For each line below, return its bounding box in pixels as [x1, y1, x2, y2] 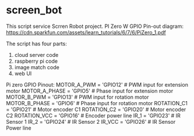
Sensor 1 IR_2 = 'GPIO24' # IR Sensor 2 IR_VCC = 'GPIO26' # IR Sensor [6, 118, 176, 125]
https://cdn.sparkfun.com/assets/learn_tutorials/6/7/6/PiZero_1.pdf [6, 28, 166, 35]
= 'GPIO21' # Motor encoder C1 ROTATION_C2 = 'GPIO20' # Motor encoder [6, 106, 186, 113]
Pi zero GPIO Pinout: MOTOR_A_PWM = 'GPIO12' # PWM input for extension [6, 81, 188, 88]
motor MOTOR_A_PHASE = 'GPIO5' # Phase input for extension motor [6, 87, 174, 94]
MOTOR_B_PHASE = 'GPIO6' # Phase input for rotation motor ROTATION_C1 [6, 99, 188, 106]
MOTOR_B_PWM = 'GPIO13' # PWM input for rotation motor [6, 94, 149, 101]
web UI [14, 70, 32, 77]
